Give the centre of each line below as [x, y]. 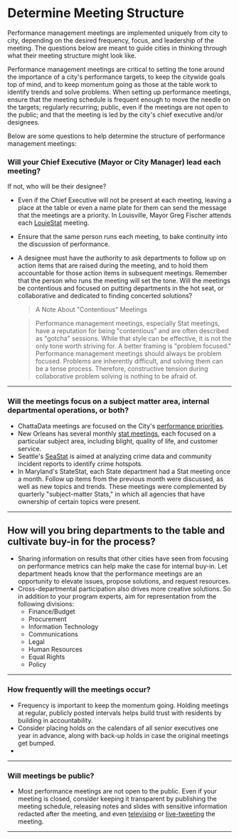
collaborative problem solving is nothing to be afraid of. [116, 376]
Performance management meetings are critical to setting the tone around [116, 69]
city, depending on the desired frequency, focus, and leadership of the [111, 40]
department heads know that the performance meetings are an [110, 574]
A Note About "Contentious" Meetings [91, 310]
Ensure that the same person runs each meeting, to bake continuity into [122, 237]
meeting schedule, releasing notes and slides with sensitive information [122, 806]
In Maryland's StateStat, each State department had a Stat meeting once [124, 471]
